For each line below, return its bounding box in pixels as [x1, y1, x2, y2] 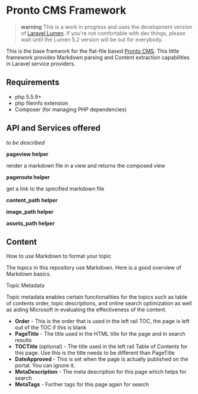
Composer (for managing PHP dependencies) [14, 105, 127, 113]
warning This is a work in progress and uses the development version [20, 23, 192, 30]
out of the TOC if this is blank [14, 324, 87, 331]
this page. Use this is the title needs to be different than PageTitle [14, 349, 175, 357]
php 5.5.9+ [14, 93, 42, 100]
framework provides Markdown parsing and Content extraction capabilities [6, 54, 190, 61]
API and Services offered [6, 123, 101, 133]
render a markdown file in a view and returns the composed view [6, 162, 165, 169]
